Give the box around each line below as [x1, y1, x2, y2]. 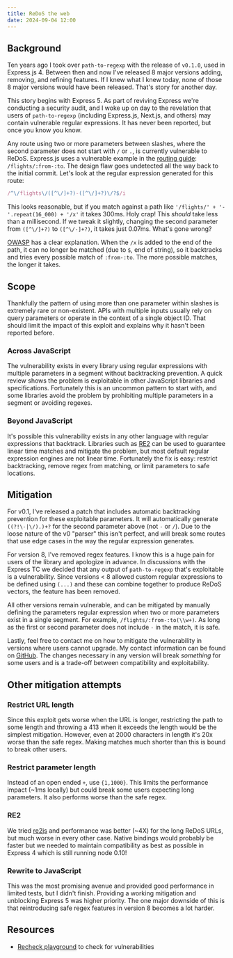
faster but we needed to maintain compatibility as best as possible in [7, 841, 204, 849]
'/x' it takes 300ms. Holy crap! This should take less [66, 210, 218, 218]
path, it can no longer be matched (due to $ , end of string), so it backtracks [7, 246, 223, 254]
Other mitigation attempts [7, 679, 122, 691]
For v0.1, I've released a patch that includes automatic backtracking [7, 507, 200, 516]
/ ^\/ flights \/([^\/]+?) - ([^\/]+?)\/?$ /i [7, 190, 127, 197]
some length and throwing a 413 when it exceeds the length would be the [7, 723, 217, 731]
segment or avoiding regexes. [7, 399, 93, 407]
